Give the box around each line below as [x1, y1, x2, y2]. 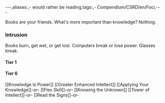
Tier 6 [5, 70, 18, 76]
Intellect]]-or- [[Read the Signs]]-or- [5, 92, 80, 98]
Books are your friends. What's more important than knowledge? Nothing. [5, 19, 157, 25]
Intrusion [5, 31, 28, 38]
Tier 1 [5, 59, 17, 65]
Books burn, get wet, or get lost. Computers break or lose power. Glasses [5, 43, 156, 49]
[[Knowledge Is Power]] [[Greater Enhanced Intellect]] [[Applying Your [5, 82, 149, 88]
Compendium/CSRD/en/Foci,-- [97, 4, 161, 10]
